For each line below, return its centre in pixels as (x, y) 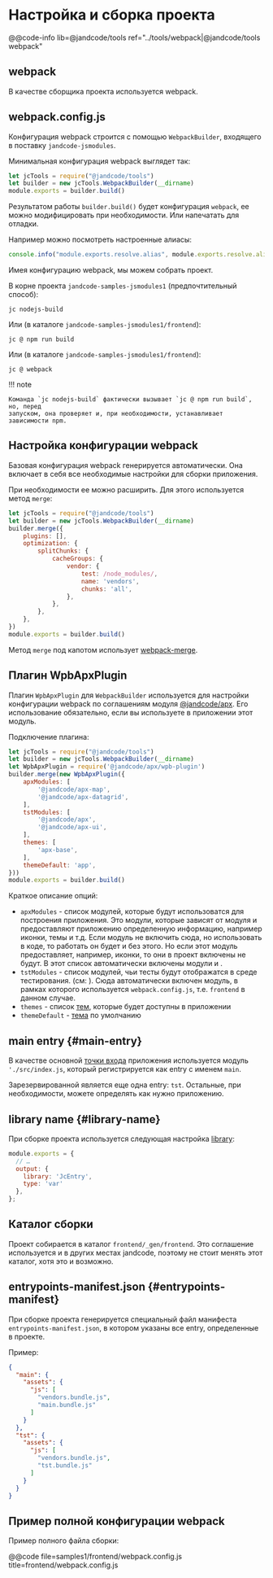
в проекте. (27, 1336)
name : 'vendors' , (110, 581)
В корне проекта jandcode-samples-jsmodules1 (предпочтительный (123, 286)
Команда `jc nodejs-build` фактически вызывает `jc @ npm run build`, (130, 400)
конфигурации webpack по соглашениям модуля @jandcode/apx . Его (128, 704)
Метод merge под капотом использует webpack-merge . (103, 649)
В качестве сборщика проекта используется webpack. (103, 91)
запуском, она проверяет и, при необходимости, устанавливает (116, 414)
